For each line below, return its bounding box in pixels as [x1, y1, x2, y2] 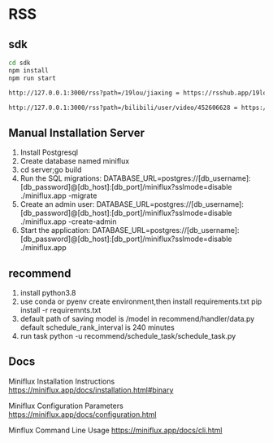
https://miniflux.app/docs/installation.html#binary [8, 384, 174, 395]
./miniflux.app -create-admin [19, 217, 117, 226]
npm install [8, 66, 49, 74]
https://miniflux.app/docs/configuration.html [8, 409, 157, 419]
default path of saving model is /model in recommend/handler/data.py [19, 314, 255, 323]
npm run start [8, 74, 57, 82]
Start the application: [19, 226, 91, 235]
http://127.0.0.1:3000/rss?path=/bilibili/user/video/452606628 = [8, 103, 238, 112]
